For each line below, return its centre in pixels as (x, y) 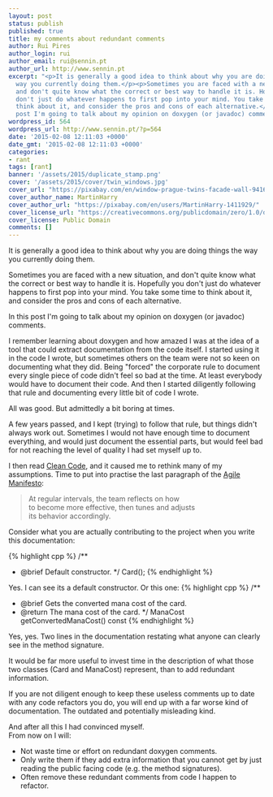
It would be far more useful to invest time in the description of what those (131, 661)
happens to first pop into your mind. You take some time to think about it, (130, 292)
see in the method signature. (56, 645)
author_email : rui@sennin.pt (58, 62)
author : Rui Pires (39, 46)
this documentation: (42, 540)
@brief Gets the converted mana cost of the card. (103, 604)
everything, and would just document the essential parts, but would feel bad (136, 442)
